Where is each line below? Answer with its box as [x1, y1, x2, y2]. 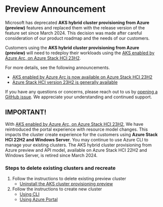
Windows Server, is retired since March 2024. [5, 152, 98, 158]
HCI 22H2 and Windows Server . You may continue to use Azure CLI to [5, 137, 149, 142]
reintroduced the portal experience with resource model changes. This [5, 126, 148, 132]
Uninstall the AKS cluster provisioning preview [19, 181, 113, 187]
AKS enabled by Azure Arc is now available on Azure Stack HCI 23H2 [12, 74, 153, 80]
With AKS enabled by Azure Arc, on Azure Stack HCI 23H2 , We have [5, 121, 144, 127]
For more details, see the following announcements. [5, 65, 110, 70]
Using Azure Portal [19, 197, 58, 203]
